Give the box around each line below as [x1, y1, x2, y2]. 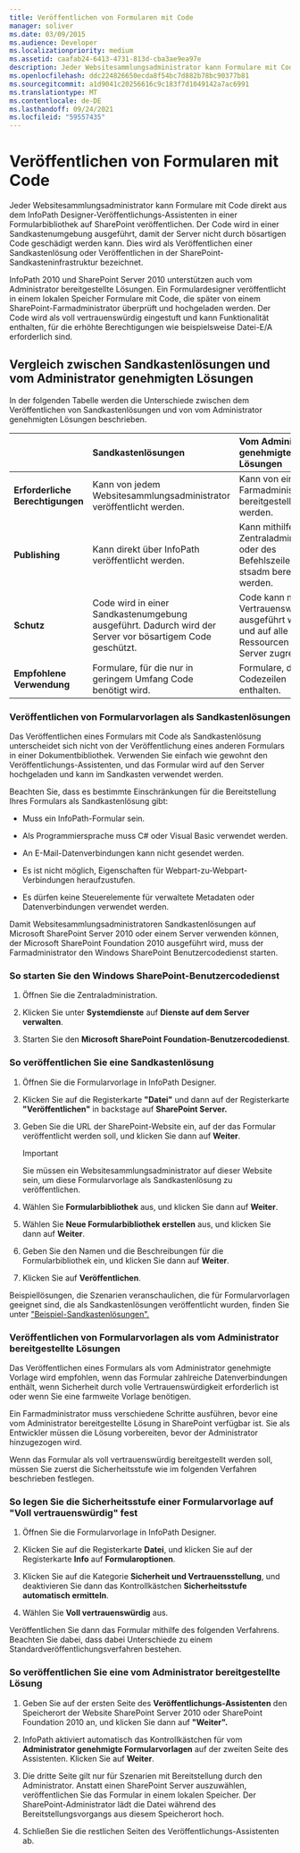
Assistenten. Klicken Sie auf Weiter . [21, 1753, 154, 1764]
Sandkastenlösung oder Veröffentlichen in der [9, 248, 179, 258]
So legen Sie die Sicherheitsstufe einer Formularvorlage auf [9, 1495, 274, 1508]
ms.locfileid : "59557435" [9, 113, 105, 122]
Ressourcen [238, 636, 289, 648]
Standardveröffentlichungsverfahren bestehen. [9, 1644, 182, 1654]
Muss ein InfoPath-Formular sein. [21, 813, 146, 824]
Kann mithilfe [238, 520, 295, 533]
